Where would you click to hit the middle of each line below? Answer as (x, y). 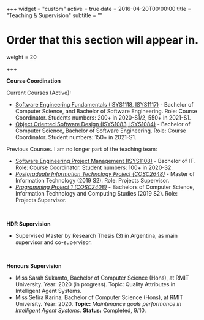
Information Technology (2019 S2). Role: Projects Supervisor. (92, 180)
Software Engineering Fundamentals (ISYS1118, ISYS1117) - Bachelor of (104, 104)
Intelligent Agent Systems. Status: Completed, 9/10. (81, 310)
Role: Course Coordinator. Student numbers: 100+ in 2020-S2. (94, 167)
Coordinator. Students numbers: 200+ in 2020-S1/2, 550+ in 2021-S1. (103, 117)
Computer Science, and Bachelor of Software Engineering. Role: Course (106, 111)
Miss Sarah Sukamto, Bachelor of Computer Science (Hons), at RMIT (102, 278)
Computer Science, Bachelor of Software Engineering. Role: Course (100, 131)
